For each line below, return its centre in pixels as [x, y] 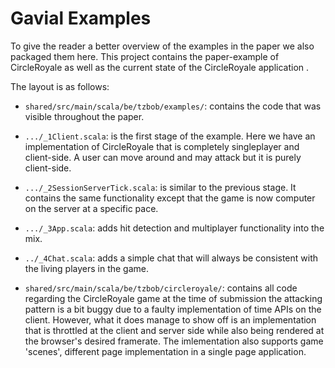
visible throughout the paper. [84, 116]
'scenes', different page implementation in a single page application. [165, 351]
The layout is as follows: [60, 86]
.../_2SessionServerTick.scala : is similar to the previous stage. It [160, 187]
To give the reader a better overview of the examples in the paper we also [162, 46]
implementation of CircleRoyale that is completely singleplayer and [162, 146]
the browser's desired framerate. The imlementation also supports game [174, 341]
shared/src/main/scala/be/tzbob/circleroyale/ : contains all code [161, 288]
